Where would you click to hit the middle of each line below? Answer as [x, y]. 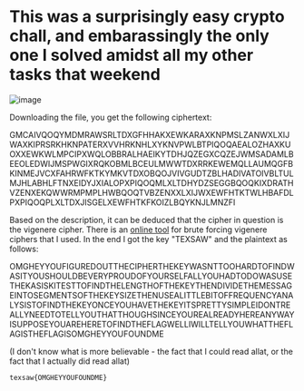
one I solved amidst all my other [132, 55]
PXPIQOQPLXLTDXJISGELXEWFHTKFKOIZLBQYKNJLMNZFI [123, 202]
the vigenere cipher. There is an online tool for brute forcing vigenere [138, 230]
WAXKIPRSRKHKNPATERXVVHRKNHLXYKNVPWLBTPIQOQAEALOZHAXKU [150, 144]
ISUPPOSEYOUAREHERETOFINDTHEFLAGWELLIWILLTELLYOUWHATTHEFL [152, 324]
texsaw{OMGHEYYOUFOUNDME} [58, 377]
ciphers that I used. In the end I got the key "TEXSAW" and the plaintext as [148, 239]
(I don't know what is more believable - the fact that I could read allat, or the [151, 351]
